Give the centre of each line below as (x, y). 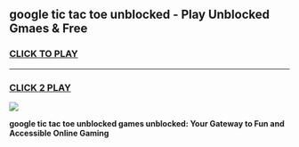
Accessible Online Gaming (59, 133)
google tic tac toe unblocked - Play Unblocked (139, 15)
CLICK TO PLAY (44, 54)
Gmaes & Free (48, 29)
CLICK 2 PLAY (40, 87)
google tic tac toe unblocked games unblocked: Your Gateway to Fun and (147, 123)
